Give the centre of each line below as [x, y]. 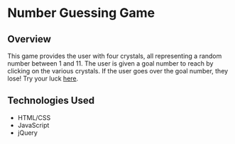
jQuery [27, 133]
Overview [29, 39]
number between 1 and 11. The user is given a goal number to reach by [110, 64]
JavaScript [33, 125]
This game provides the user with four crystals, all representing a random [115, 56]
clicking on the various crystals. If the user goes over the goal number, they [118, 71]
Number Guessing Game [81, 13]
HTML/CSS [34, 117]
